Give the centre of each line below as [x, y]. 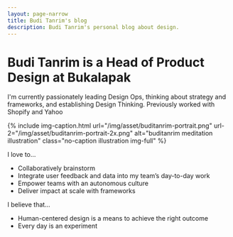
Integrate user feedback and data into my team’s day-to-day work [114, 176]
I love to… [22, 155]
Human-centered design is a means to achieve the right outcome [113, 219]
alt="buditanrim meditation [174, 133]
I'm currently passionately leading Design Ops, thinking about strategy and [116, 97]
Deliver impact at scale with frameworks [77, 191]
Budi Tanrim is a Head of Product [106, 62]
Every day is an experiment [58, 226]
